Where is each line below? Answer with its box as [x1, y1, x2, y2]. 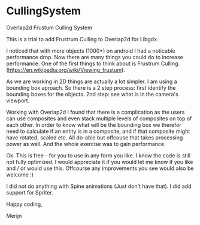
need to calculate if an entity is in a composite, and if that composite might [6, 127, 190, 135]
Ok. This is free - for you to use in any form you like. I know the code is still [6, 151, 190, 159]
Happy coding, [6, 200, 43, 208]
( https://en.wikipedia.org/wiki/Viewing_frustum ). [6, 66, 126, 73]
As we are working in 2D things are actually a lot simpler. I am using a [6, 78, 178, 85]
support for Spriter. [6, 188, 53, 196]
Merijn [6, 212, 22, 219]
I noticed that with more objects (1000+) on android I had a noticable [6, 47, 175, 54]
